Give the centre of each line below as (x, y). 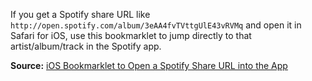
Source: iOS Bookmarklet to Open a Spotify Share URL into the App (149, 65)
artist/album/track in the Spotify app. (86, 46)
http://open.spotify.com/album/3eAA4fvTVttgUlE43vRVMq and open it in (156, 25)
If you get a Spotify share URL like (80, 14)
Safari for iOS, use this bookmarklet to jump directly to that (131, 35)
